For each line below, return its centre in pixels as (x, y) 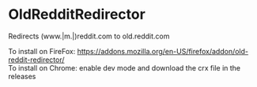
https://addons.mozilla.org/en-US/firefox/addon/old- (163, 51)
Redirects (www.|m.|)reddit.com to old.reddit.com (89, 36)
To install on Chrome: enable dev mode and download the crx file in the (125, 67)
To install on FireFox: (42, 51)
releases (22, 76)
